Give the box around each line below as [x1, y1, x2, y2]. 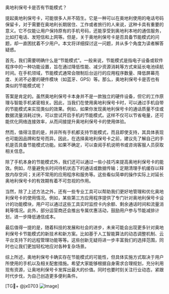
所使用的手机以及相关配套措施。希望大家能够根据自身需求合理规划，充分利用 [5, 260, 164, 266]
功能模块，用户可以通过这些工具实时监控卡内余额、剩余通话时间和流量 [14, 201, 159, 207]
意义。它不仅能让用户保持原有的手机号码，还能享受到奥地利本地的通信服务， [5, 28, 164, 34]
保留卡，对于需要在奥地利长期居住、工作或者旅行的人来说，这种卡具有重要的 [5, 22, 164, 27]
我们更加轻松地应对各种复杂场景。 [18, 244, 89, 249]
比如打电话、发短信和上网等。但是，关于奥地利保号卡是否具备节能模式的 [5, 34, 155, 40]
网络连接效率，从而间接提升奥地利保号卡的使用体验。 [18, 119, 129, 125]
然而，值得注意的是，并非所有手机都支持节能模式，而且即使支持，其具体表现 [5, 129, 164, 135]
